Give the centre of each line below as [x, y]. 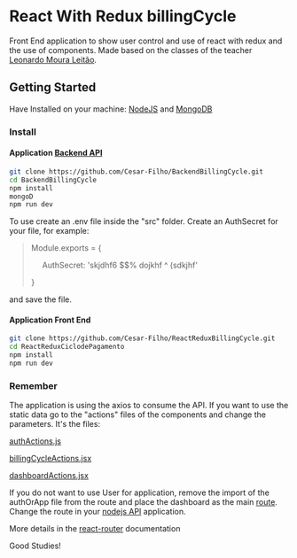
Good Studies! [35, 546]
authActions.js [35, 441]
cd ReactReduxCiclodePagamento [67, 347]
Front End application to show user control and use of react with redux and [146, 41]
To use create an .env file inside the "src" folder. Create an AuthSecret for [144, 221]
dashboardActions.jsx [49, 476]
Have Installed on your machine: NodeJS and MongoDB [111, 109]
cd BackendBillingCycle [53, 180]
